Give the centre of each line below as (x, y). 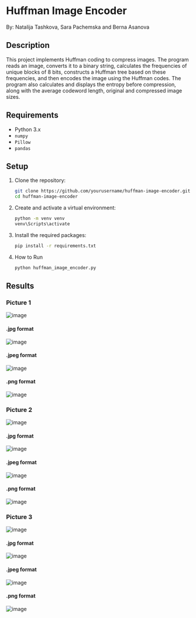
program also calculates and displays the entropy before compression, (91, 84)
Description (28, 45)
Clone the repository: (40, 180)
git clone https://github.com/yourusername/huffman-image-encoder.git (102, 191)
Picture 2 (19, 410)
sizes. (13, 97)
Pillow (23, 142)
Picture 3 (19, 517)
